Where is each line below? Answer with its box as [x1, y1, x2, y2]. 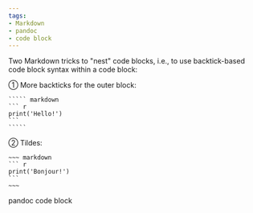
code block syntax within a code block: [8, 65, 138, 75]
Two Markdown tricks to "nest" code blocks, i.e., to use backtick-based [8, 56, 245, 66]
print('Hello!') [8, 110, 63, 118]
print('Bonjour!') [8, 168, 70, 176]
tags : [8, 11, 27, 20]
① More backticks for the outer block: [8, 80, 137, 90]
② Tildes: [8, 138, 43, 148]
